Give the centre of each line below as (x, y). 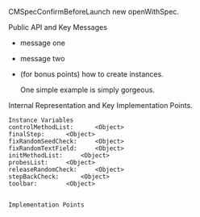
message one (43, 43)
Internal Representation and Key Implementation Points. (101, 105)
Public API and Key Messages (58, 27)
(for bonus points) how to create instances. (92, 74)
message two (42, 58)
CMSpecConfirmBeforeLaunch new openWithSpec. (94, 12)
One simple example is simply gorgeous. (87, 90)
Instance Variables (41, 120)
